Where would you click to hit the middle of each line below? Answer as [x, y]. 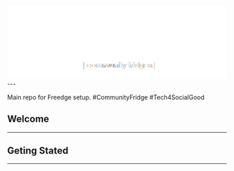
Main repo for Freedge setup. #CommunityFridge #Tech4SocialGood [106, 97]
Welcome [28, 119]
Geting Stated [38, 150]
